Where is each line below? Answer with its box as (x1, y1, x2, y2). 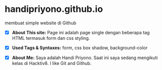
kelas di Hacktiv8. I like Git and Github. (12, 61, 92, 67)
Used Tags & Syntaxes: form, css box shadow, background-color (12, 45, 148, 51)
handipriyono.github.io (5, 3, 103, 15)
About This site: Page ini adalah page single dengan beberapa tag (12, 29, 150, 35)
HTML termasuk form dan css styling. (12, 35, 90, 41)
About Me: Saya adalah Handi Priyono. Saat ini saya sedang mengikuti (12, 55, 158, 61)
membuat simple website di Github (5, 20, 76, 26)
